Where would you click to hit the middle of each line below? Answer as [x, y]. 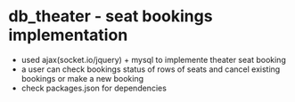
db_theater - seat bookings [111, 16]
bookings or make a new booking [82, 78]
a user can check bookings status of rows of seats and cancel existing [151, 69]
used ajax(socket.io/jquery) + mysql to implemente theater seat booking [153, 59]
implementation [68, 35]
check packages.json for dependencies [94, 88]
